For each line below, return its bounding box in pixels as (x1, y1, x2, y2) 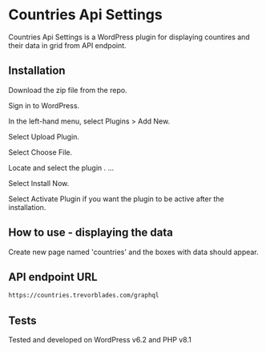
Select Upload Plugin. (8, 131, 80, 141)
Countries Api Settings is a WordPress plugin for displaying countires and (8, 32, 250, 42)
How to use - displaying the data (8, 226, 174, 240)
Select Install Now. (8, 178, 70, 188)
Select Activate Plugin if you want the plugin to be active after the (8, 194, 224, 204)
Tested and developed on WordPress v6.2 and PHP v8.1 (8, 335, 192, 345)
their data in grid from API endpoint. (8, 40, 127, 50)
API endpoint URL (8, 270, 98, 284)
